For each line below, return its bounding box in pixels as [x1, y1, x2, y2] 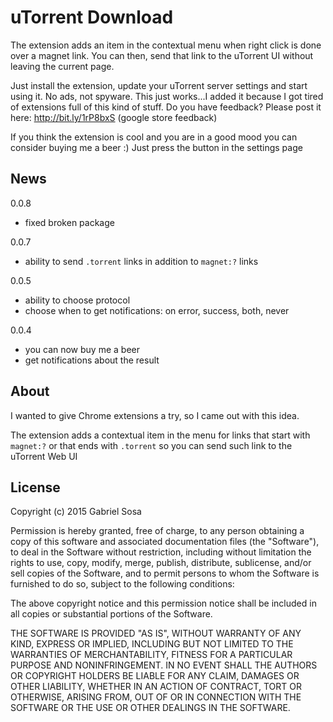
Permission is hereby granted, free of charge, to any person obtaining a [10, 525, 305, 537]
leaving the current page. [10, 60, 115, 72]
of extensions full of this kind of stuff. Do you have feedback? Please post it [10, 101, 322, 113]
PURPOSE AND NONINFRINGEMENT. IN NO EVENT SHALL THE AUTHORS [10, 659, 318, 671]
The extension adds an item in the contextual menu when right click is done [10, 39, 322, 51]
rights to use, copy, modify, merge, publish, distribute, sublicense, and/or [10, 557, 312, 569]
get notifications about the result [24, 354, 160, 366]
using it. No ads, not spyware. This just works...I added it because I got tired [10, 90, 324, 102]
